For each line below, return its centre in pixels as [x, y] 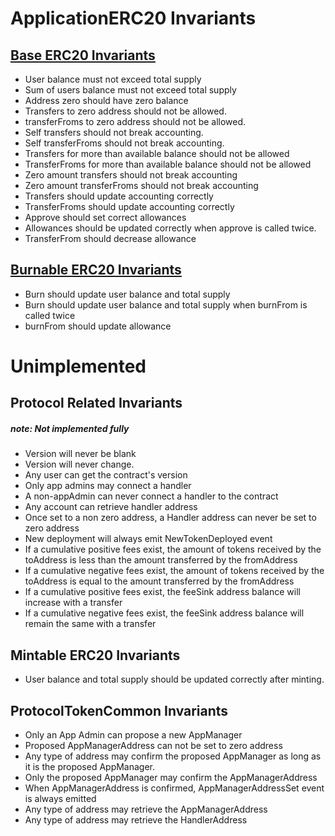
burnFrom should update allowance [98, 326]
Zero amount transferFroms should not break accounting [141, 185]
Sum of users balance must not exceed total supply [130, 90]
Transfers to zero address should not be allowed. [125, 111]
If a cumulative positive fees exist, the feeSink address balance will [162, 592]
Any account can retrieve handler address [111, 507]
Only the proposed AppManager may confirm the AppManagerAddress [171, 777]
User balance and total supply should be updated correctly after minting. [174, 679]
